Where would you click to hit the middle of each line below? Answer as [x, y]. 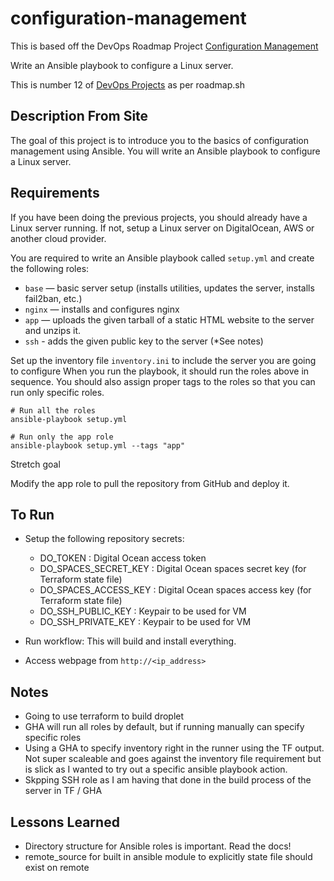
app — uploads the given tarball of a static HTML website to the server [169, 319]
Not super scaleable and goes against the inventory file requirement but [173, 759]
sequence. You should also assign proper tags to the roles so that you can [163, 381]
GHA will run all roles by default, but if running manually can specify [164, 727]
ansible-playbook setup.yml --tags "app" [98, 445]
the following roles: [50, 268]
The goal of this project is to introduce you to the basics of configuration [159, 140]
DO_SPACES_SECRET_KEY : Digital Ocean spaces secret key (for [173, 569]
